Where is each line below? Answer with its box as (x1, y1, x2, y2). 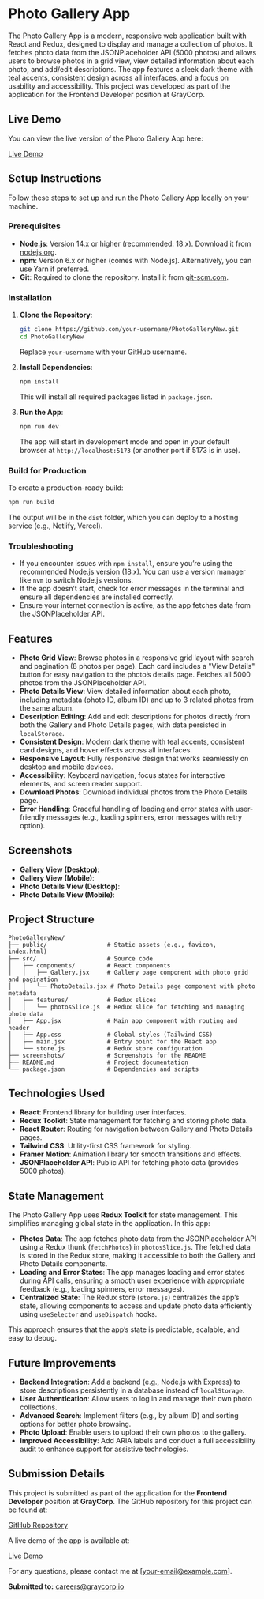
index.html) (8, 948, 47, 956)
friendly (19, 812, 46, 822)
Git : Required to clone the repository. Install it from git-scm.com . (19, 272, 229, 281)
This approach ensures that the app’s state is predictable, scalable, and (8, 1325, 240, 1334)
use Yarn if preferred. (19, 264, 90, 273)
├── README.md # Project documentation (8, 1058, 189, 1066)
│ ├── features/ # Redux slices (8, 996, 157, 1004)
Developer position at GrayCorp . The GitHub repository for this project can (8, 1496, 252, 1506)
